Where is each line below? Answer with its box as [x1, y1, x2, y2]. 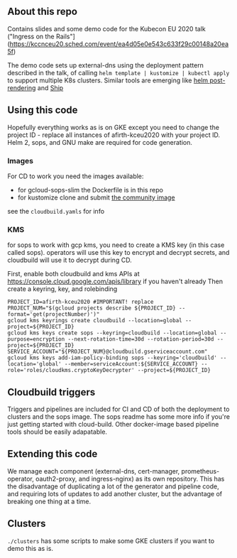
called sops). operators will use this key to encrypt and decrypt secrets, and [7, 248, 230, 257]
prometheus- [181, 466, 220, 475]
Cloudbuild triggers [7, 386, 96, 398]
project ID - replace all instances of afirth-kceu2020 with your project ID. [7, 131, 220, 139]
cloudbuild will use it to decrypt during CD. [7, 256, 133, 265]
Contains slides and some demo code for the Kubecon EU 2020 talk [7, 24, 206, 33]
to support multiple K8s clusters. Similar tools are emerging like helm [7, 76, 209, 84]
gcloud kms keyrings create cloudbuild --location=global [7, 317, 182, 324]
